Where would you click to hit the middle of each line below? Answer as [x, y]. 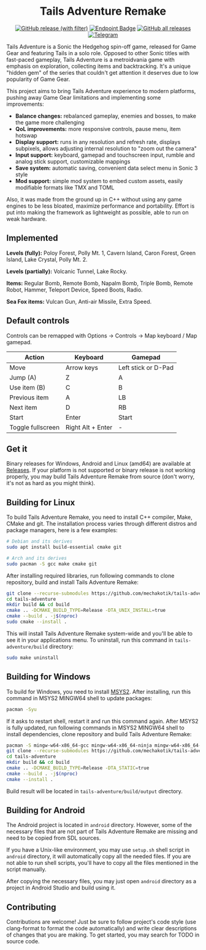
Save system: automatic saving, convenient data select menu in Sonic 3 [106, 168]
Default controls [38, 321]
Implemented [32, 238]
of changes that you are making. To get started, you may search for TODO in [103, 935]
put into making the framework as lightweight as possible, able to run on [97, 212]
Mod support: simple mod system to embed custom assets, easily [99, 181]
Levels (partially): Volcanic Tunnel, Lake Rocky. [67, 271]
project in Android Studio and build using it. [61, 888]
